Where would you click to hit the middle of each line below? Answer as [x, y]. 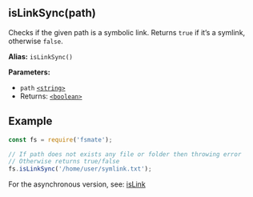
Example [30, 121]
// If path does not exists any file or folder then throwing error [125, 154]
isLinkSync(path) [52, 13]
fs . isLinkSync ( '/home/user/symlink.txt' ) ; [80, 169]
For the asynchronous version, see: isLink [77, 184]
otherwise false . [36, 41]
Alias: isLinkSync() [41, 56]
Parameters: [29, 72]
